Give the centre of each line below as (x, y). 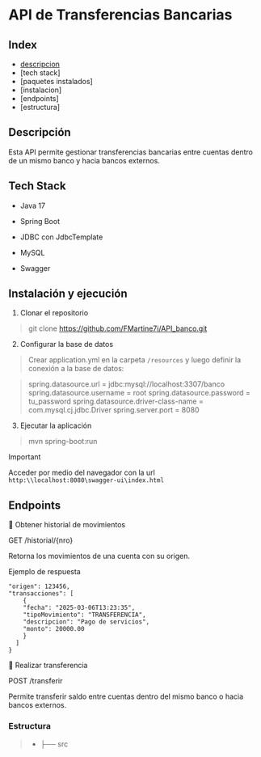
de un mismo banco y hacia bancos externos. (84, 160)
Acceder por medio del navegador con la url (82, 473)
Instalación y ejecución (68, 294)
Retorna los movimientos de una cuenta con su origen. (99, 556)
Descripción (40, 132)
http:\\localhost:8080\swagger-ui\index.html (86, 480)
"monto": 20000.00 (54, 629)
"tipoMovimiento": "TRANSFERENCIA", (85, 615)
